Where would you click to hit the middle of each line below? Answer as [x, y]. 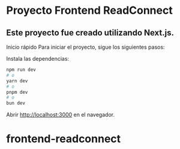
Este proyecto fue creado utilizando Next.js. [90, 33]
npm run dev [21, 70]
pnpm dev [17, 92]
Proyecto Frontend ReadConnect [89, 11]
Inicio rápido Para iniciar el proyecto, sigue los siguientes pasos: [85, 47]
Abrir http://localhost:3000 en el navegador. [61, 115]
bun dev [16, 103]
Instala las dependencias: [38, 59]
